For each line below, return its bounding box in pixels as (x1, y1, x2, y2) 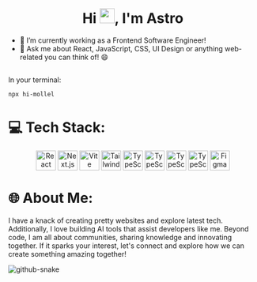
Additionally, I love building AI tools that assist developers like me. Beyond (8, 224, 249, 234)
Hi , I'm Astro (81, 9, 184, 28)
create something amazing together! (8, 250, 127, 259)
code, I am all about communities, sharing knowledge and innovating (8, 233, 232, 243)
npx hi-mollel (8, 91, 55, 99)
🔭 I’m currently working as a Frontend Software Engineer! (19, 36, 207, 45)
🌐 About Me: (8, 190, 93, 207)
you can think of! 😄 (44, 52, 109, 62)
